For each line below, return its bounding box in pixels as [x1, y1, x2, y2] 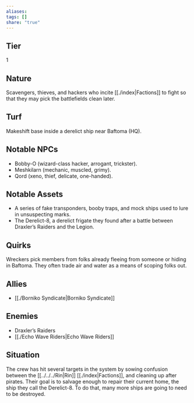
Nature [6, 74, 32, 84]
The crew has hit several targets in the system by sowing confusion [6, 366, 168, 373]
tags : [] [6, 14, 27, 20]
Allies [6, 279, 27, 289]
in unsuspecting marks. [14, 211, 71, 218]
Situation [6, 350, 40, 360]
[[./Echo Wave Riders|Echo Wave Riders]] [14, 333, 115, 340]
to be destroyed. [6, 390, 45, 397]
